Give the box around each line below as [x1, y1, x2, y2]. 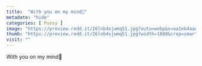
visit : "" [6, 37, 31, 43]
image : [6, 25, 23, 32]
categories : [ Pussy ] [6, 20, 63, 26]
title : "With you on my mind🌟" [6, 8, 87, 15]
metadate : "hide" [6, 14, 50, 20]
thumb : [6, 31, 23, 37]
